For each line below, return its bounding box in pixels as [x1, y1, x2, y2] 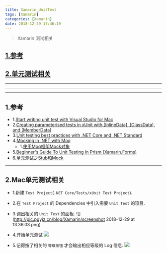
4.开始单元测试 [12, 232, 43, 238]
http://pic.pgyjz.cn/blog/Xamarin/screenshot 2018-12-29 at [14, 216, 135, 222]
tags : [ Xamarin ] [5, 12, 39, 17]
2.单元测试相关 [5, 70, 51, 78]
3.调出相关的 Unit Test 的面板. [12, 211, 76, 217]
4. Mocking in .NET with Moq [12, 137, 71, 144]
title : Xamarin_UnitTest [5, 7, 57, 12]
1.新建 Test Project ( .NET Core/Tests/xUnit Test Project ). [12, 190, 133, 196]
